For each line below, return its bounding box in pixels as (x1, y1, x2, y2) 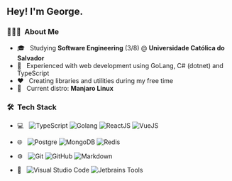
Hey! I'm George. (6, 6, 83, 18)
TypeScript (16, 69, 50, 77)
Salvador (16, 53, 45, 62)
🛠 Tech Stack (6, 102, 57, 112)
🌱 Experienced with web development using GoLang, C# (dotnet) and (16, 61, 224, 70)
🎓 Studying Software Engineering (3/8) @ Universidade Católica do (16, 43, 225, 52)
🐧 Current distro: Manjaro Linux (16, 84, 114, 92)
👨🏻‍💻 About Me (6, 27, 60, 37)
